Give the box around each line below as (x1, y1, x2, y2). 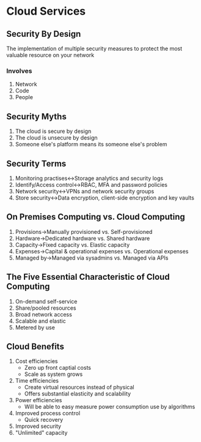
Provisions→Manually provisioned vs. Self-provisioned (15, 228, 153, 235)
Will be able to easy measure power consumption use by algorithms (24, 403, 196, 411)
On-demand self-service (15, 298, 78, 305)
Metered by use (15, 323, 55, 331)
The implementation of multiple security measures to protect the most (6, 45, 183, 52)
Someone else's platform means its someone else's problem (15, 141, 167, 148)
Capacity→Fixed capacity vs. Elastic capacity (15, 241, 130, 249)
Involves (6, 66, 32, 75)
